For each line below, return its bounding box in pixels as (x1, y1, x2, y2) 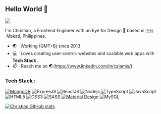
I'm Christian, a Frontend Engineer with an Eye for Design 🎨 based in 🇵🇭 (5, 27, 154, 33)
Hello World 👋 (5, 5, 48, 13)
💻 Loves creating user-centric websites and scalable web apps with (12, 50, 155, 56)
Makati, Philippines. (6, 33, 46, 39)
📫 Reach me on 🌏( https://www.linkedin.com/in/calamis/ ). (12, 63, 134, 69)
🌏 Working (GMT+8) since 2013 (12, 43, 81, 49)
